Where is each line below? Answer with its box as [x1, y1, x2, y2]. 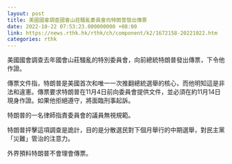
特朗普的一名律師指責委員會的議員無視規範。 [7, 111, 135, 120]
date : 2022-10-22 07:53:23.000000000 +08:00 [7, 23, 137, 30]
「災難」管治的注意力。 [7, 134, 74, 143]
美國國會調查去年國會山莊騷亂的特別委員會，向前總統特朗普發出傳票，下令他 [7, 56, 225, 64]
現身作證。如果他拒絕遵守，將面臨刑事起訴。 [7, 96, 135, 104]
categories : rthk [7, 36, 57, 43]
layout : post [7, 10, 45, 17]
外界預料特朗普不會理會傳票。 [7, 149, 92, 158]
